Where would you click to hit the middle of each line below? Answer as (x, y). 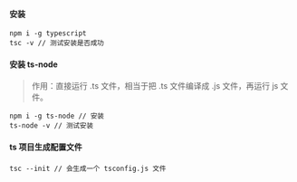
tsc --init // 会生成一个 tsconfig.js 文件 (88, 168)
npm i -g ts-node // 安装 (57, 116)
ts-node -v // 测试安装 (51, 126)
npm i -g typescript (48, 34)
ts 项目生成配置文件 (46, 147)
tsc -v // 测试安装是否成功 (57, 43)
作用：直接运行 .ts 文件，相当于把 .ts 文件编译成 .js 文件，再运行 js (155, 86)
